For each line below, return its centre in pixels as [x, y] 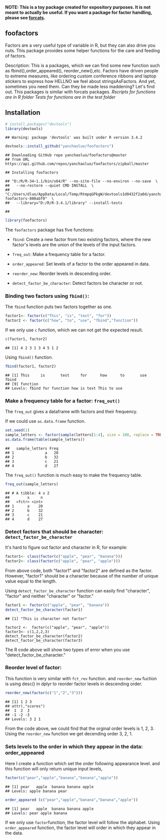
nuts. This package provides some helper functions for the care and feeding [83, 50]
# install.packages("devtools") [38, 124]
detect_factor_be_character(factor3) [44, 640]
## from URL [17, 160]
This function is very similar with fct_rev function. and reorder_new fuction [81, 678]
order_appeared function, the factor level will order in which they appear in [81, 828]
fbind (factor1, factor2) [31, 367]
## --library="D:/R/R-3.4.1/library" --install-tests [64, 203]
